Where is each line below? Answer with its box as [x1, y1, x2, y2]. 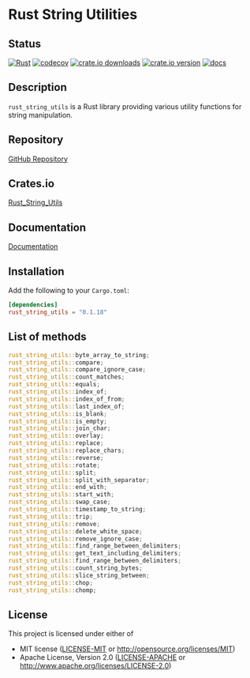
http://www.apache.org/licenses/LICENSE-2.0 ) [19, 661, 172, 671]
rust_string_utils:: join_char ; [8, 424, 111, 432]
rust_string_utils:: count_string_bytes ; [8, 564, 144, 572]
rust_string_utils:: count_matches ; [8, 373, 125, 381]
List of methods [8, 330, 87, 344]
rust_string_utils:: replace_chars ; [8, 446, 125, 454]
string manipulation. [8, 110, 73, 119]
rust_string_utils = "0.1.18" [8, 308, 108, 316]
